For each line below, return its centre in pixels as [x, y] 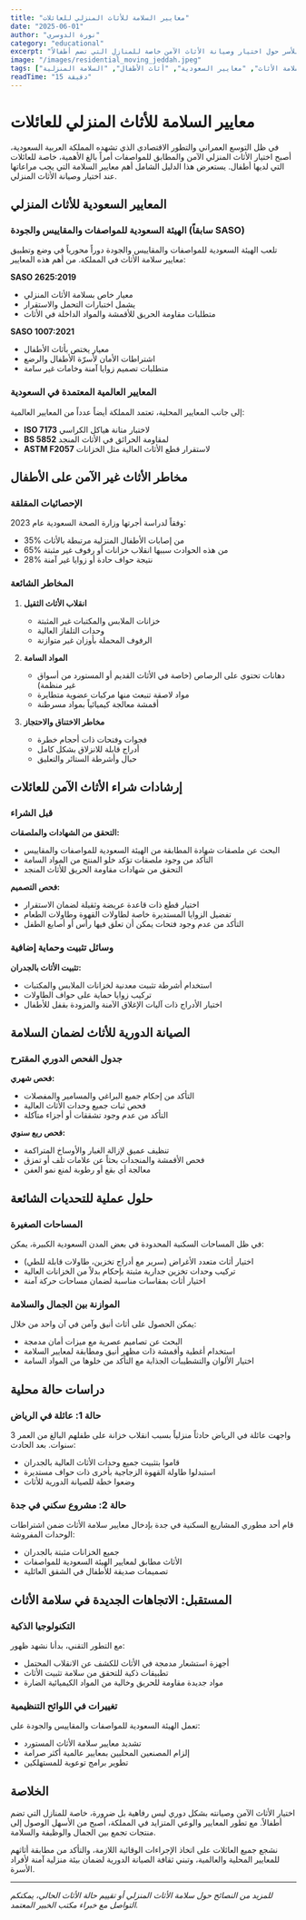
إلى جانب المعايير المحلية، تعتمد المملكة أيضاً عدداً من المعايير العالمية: [128, 412]
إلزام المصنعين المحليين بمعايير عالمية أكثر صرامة [106, 1753]
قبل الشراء [32, 812]
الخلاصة [30, 1791]
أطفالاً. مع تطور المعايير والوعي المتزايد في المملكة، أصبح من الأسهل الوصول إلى [146, 1823]
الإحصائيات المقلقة [46, 503]
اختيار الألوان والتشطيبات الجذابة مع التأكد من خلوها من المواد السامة [139, 1361]
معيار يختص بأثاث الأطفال [66, 350]
